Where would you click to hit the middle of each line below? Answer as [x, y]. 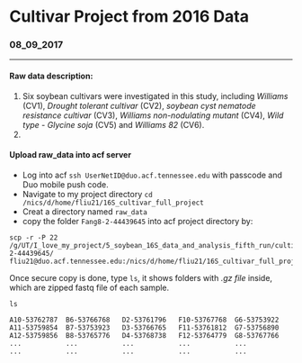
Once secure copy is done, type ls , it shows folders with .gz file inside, [141, 277]
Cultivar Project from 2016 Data [129, 17]
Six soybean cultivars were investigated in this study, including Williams [155, 95]
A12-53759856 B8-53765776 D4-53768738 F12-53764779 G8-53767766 [144, 335]
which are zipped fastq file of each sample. [89, 287]
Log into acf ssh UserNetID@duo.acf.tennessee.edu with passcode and [152, 175]
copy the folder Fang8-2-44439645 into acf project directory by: [138, 221]
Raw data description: [51, 76]
